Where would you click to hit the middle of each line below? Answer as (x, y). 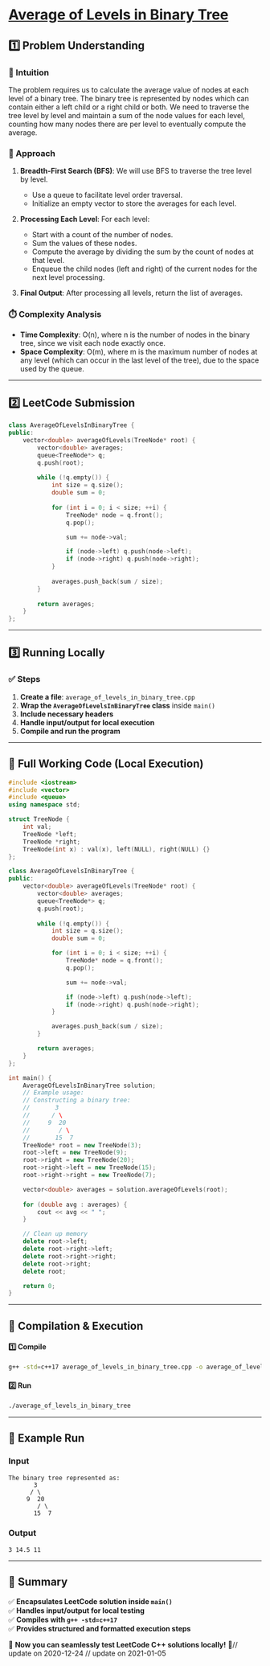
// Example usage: (53, 1093)
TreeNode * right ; (52, 842)
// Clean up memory (55, 1234)
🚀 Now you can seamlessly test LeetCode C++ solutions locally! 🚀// (123, 1644)
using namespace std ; (45, 805)
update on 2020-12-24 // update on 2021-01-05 (87, 1653)
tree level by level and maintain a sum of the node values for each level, (127, 115)
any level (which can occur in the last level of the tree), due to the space (139, 360)
